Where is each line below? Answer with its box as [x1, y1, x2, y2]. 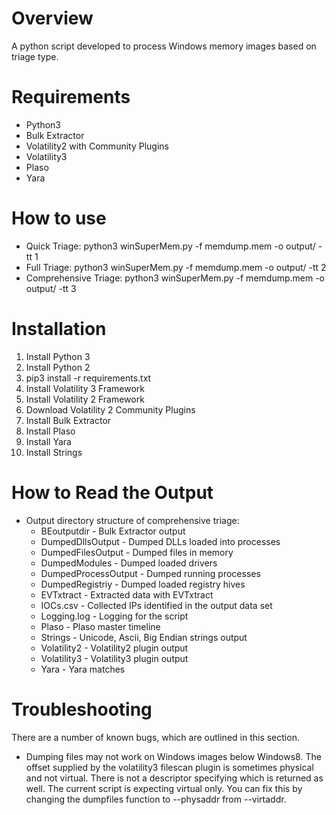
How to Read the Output [11, 481, 214, 504]
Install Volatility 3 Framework [25, 382, 145, 394]
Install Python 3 [25, 350, 91, 362]
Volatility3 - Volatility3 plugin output [40, 652, 189, 664]
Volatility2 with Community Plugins [25, 140, 169, 152]
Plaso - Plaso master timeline [40, 620, 161, 632]
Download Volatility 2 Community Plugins [25, 403, 196, 416]
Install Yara [25, 435, 72, 447]
